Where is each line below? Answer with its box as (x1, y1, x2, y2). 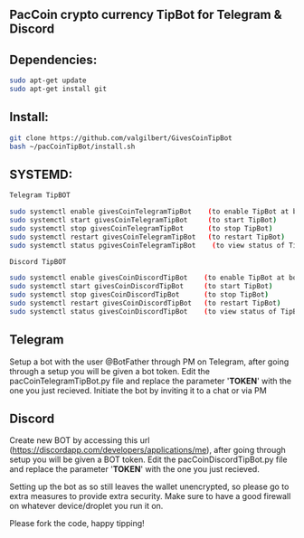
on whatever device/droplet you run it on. (9, 501, 164, 512)
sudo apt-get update (9, 76, 88, 85)
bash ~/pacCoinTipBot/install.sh (9, 142, 136, 151)
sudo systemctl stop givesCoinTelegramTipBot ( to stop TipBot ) (9, 223, 273, 233)
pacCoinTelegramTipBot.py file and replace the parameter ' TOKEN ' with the (9, 375, 292, 386)
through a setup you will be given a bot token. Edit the (9, 365, 211, 376)
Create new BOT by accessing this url (9, 435, 150, 446)
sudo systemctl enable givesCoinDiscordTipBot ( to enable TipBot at (9, 273, 285, 283)
